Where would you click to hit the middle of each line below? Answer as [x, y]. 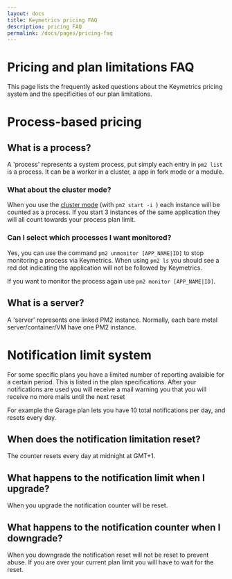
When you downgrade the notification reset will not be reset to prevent [108, 555]
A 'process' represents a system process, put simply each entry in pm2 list [115, 165]
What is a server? [46, 303]
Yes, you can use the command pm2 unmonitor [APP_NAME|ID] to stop [106, 253]
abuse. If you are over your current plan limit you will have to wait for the [110, 562]
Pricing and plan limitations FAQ [101, 67]
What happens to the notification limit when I [106, 478]
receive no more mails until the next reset [66, 396]
